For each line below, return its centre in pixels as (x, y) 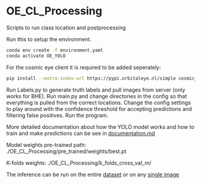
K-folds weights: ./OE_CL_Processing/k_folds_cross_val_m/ (79, 162)
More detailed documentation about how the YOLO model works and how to (100, 126)
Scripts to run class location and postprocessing (66, 28)
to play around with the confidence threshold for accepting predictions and (99, 108)
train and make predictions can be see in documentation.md (81, 133)
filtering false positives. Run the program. (57, 115)
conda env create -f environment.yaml (55, 50)
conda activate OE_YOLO (36, 56)
